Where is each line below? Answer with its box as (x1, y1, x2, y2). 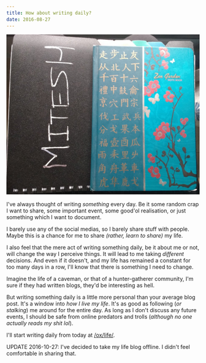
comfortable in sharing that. (6, 350, 77, 357)
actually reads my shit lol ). (6, 319, 74, 327)
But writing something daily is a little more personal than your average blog (6, 293, 196, 301)
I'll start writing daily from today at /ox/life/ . (6, 331, 115, 339)
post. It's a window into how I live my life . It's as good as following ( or (6, 300, 182, 307)
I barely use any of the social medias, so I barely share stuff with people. (6, 225, 189, 233)
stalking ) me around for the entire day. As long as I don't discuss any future (6, 306, 197, 313)
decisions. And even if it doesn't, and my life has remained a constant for (6, 256, 191, 264)
